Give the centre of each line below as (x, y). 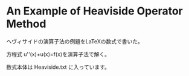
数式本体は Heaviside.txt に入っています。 (58, 67)
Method (26, 24)
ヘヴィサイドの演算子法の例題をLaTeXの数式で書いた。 (75, 41)
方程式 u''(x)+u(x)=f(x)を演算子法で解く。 (58, 54)
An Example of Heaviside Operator (94, 11)
